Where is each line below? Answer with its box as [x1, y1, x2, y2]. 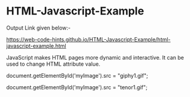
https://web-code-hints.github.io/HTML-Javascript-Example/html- [6, 36, 171, 43]
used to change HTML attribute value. [6, 60, 101, 67]
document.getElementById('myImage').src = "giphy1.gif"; [6, 72, 148, 79]
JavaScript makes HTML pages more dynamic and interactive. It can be [6, 54, 184, 61]
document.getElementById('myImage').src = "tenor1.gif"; [6, 83, 148, 91]
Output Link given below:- [6, 24, 71, 31]
